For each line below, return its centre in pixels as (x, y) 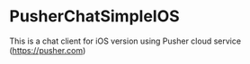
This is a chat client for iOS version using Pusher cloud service (125, 41)
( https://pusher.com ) (48, 50)
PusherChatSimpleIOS (94, 16)
